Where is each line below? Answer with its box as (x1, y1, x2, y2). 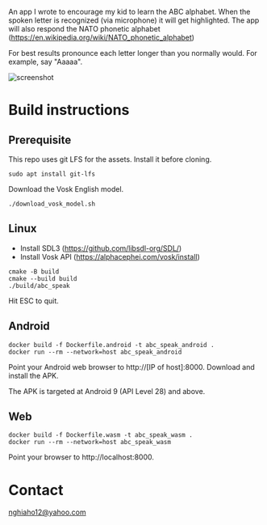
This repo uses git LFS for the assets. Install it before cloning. (8, 155, 212, 164)
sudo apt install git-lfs (8, 170, 95, 178)
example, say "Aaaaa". (8, 57, 83, 66)
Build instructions (8, 101, 130, 120)
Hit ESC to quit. (8, 295, 59, 306)
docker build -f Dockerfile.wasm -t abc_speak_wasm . (8, 431, 194, 439)
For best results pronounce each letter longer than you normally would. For (8, 49, 258, 57)
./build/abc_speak (8, 282, 70, 290)
